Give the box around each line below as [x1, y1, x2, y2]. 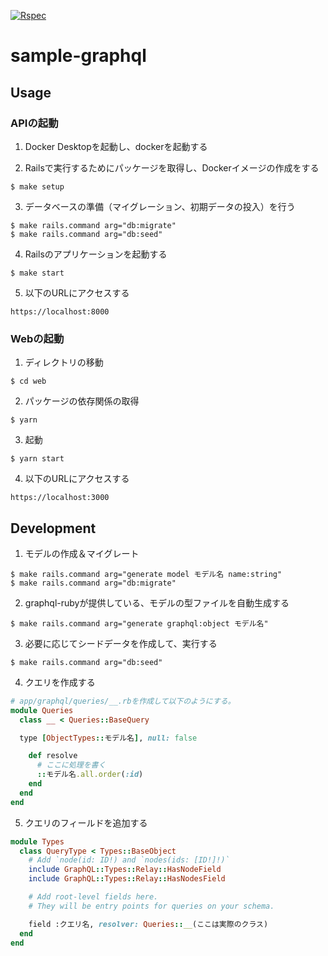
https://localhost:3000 [10, 493, 110, 503]
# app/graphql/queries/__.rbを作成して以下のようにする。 [10, 696, 236, 706]
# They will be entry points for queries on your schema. [28, 901, 275, 911]
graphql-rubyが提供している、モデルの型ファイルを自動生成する [24, 596, 290, 609]
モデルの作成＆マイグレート [24, 547, 140, 559]
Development [10, 520, 97, 537]
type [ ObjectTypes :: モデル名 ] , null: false [19, 733, 198, 743]
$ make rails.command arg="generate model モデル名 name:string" [10, 569, 283, 579]
